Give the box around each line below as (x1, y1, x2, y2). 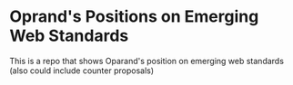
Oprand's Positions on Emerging (9, 6, 259, 27)
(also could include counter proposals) (9, 65, 155, 76)
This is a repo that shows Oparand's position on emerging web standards (9, 55, 285, 66)
